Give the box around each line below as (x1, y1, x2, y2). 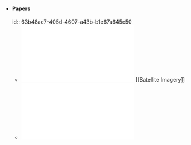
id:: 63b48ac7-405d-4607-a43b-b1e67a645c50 (11, 18, 132, 25)
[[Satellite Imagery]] (135, 76, 186, 83)
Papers (11, 5, 31, 12)
